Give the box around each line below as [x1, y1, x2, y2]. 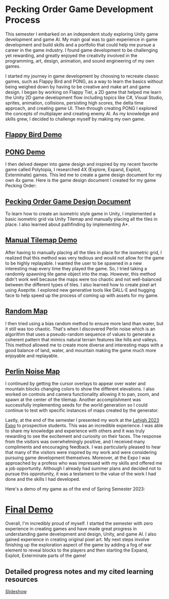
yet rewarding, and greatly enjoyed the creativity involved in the [5, 52, 138, 59]
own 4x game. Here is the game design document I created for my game [5, 177, 156, 183]
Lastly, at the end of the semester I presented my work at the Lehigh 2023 [5, 417, 159, 423]
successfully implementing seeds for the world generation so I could [5, 402, 148, 408]
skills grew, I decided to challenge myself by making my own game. [5, 116, 145, 122]
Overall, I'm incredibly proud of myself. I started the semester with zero [5, 520, 153, 526]
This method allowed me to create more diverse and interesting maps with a [5, 342, 163, 348]
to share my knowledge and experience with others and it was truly [5, 428, 145, 434]
